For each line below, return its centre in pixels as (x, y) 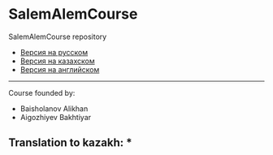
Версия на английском (60, 69)
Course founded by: (42, 93)
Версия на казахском (57, 61)
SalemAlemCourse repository (58, 37)
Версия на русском (54, 52)
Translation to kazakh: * (70, 143)
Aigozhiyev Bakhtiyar (56, 117)
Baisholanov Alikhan (54, 108)
